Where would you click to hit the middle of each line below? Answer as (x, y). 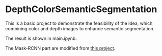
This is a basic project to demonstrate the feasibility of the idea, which (79, 23)
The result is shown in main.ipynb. (41, 38)
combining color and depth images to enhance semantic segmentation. (80, 28)
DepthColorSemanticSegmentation (81, 9)
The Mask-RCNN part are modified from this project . (60, 48)
